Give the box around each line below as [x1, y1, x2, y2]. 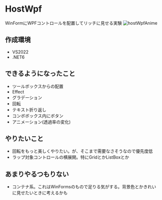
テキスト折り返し [12, 107, 47, 112]
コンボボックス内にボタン [12, 113, 64, 119]
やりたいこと [5, 134, 44, 143]
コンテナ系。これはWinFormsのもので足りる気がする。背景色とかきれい [12, 184, 157, 190]
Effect [12, 89, 24, 94]
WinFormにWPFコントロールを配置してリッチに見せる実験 [5, 20, 122, 26]
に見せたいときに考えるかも [12, 190, 68, 196]
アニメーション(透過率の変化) [12, 119, 71, 125]
